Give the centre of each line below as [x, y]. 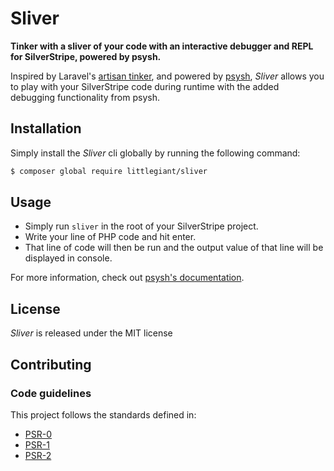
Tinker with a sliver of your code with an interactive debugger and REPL [162, 46]
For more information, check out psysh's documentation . [127, 278]
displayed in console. [68, 258]
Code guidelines [51, 393]
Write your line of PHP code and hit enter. [110, 237]
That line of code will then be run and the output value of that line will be [174, 248]
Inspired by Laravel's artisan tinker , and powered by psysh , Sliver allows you [167, 76]
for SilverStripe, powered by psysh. [86, 56]
